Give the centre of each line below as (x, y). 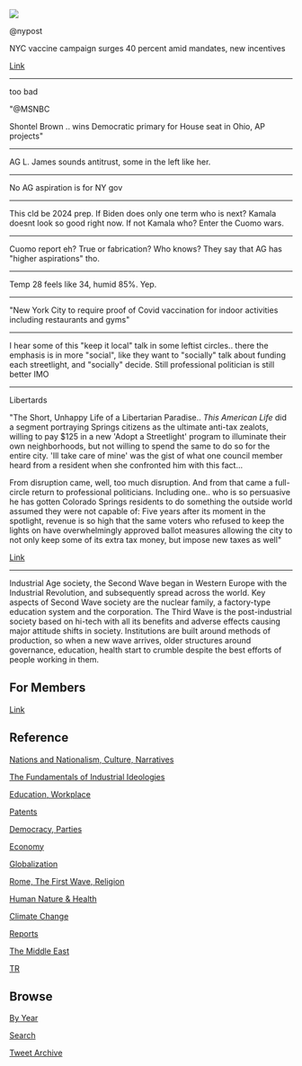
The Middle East (40, 951)
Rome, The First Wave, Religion (67, 881)
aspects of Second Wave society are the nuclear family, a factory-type (140, 602)
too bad (24, 92)
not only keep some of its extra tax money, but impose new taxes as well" (145, 540)
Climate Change (39, 916)
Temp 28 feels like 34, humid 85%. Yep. (83, 284)
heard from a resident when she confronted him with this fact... (126, 465)
